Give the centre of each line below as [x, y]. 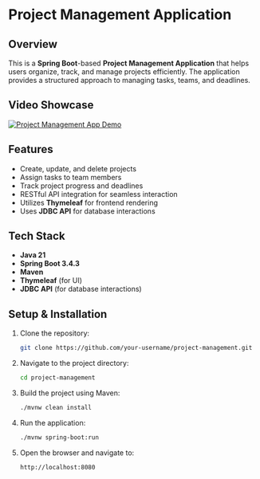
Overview [33, 44]
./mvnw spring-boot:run [59, 437]
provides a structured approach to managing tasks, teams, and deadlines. [130, 80]
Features [31, 149]
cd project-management [57, 378]
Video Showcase [51, 105]
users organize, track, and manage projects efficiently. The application [124, 72]
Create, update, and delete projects [78, 168]
